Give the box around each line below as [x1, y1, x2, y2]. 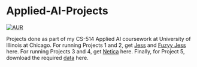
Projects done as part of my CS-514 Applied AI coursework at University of [6, 35, 191, 42]
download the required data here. [6, 54, 89, 61]
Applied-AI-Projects [6, 4, 109, 18]
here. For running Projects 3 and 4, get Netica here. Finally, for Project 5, [6, 47, 185, 55]
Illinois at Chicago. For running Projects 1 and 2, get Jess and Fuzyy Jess [6, 42, 186, 49]
